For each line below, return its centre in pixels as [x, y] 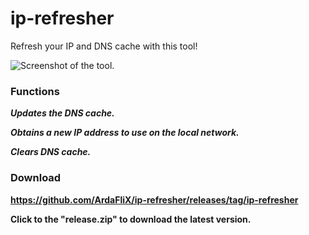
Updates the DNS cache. [62, 113]
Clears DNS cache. [51, 152]
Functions [35, 91]
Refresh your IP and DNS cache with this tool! [104, 46]
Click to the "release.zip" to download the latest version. [131, 219]
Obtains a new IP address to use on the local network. [125, 133]
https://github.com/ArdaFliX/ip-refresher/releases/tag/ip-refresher [154, 199]
